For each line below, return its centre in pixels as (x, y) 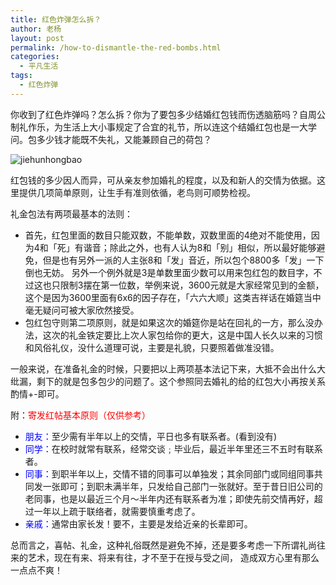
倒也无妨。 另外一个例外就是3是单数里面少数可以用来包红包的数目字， (169, 272)
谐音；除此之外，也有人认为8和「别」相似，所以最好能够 (200, 247)
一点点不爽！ (36, 570)
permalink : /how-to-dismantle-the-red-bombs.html (116, 47)
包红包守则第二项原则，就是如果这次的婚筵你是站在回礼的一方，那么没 (169, 322)
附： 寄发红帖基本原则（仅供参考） (80, 415)
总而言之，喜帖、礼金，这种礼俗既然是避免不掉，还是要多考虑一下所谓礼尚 (163, 545)
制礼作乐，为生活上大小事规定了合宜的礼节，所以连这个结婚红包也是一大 (159, 127)
